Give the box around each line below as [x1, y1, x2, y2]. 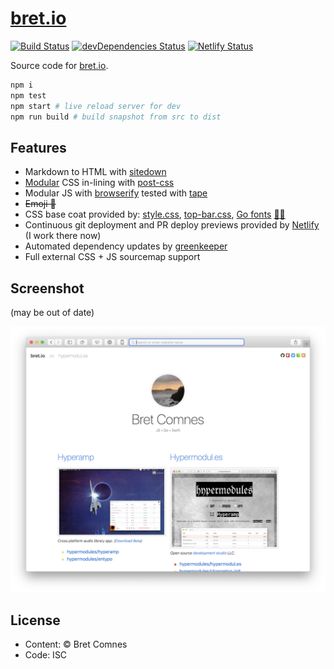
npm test [10, 90, 47, 101]
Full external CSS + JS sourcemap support [24, 251, 201, 263]
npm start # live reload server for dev [10, 101, 182, 111]
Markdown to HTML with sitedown [24, 166, 167, 178]
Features [10, 139, 67, 156]
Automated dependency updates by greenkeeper [24, 240, 228, 252]
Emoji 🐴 [24, 198, 57, 210]
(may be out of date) [10, 307, 95, 319]
